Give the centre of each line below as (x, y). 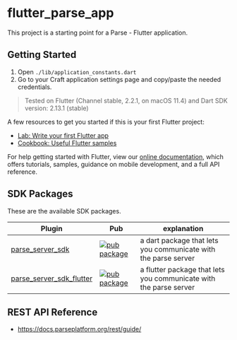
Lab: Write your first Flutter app (63, 135)
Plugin (51, 228)
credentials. (35, 87)
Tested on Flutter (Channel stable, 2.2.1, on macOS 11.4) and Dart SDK (126, 100)
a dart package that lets (179, 240)
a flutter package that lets (182, 269)
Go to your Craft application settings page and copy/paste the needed (119, 79)
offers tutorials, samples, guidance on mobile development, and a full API (114, 164)
